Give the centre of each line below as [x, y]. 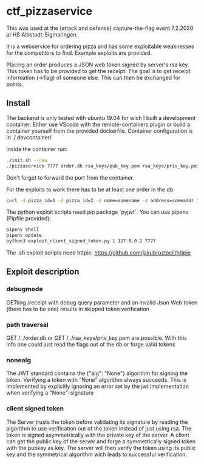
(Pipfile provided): [29, 219]
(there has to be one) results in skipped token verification [78, 309]
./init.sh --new [27, 160]
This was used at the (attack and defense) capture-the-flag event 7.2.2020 [100, 28]
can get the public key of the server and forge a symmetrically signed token [101, 441]
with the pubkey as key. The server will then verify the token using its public [101, 448]
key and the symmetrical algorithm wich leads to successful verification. [97, 454]
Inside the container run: [37, 149]
